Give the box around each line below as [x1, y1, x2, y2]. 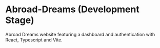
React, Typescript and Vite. [5, 37, 63, 43]
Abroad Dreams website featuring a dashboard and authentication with [5, 31, 155, 37]
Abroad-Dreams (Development [5, 4, 139, 15]
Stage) [5, 14, 34, 26]
